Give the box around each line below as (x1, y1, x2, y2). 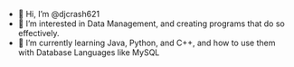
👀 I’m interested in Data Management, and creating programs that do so (17, 18, 285, 29)
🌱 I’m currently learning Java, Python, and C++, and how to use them (17, 37, 276, 48)
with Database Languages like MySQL (17, 47, 160, 58)
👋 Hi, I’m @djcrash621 (17, 9, 100, 19)
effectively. (17, 28, 60, 38)
